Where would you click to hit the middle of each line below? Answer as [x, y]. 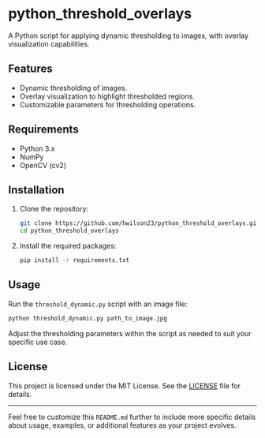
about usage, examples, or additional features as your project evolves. [122, 425]
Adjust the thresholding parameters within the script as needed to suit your [130, 333]
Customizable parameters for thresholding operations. [108, 104]
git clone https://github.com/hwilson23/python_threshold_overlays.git [140, 223]
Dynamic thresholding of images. [73, 88]
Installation [36, 190]
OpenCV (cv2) [43, 165]
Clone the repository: [54, 209]
